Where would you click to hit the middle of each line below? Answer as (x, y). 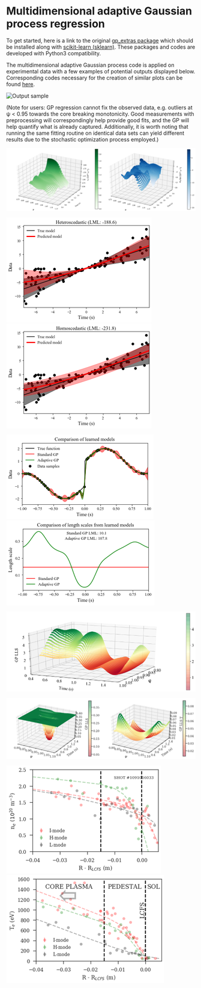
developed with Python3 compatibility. (54, 53)
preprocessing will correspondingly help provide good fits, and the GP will (98, 120)
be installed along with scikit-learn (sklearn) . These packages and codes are (101, 47)
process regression (55, 24)
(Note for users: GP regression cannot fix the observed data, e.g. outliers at (100, 107)
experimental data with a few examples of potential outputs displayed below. (101, 71)
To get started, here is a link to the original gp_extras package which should (100, 40)
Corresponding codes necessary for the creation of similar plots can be (94, 78)
